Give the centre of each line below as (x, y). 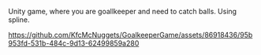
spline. (19, 20)
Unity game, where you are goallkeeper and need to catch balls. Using (123, 11)
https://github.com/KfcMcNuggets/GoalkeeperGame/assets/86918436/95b (130, 35)
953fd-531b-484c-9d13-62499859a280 (74, 43)
